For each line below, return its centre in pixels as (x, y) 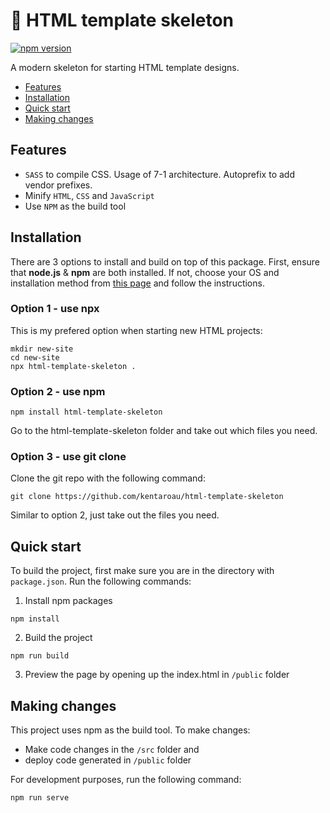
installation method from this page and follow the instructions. (137, 283)
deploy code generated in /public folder (108, 760)
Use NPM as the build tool (75, 206)
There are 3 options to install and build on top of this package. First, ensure (165, 261)
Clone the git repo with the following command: (108, 478)
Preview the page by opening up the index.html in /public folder (157, 675)
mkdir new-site (42, 349)
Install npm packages (68, 601)
